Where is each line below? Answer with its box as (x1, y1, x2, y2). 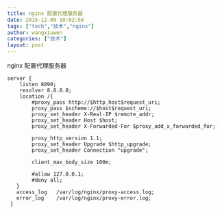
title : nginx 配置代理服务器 (7, 10, 84, 17)
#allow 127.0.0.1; (32, 171, 84, 178)
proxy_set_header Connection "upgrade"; (32, 147, 149, 154)
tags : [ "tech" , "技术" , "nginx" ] (7, 23, 95, 29)
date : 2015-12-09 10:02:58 (7, 16, 84, 23)
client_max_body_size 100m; (32, 159, 112, 165)
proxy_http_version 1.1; (32, 135, 103, 142)
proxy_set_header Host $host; (32, 117, 118, 124)
